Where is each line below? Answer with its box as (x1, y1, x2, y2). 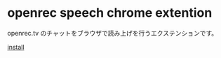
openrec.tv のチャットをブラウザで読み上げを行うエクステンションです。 (7, 29, 218, 37)
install (7, 43, 25, 51)
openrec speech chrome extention (7, 5, 213, 21)
